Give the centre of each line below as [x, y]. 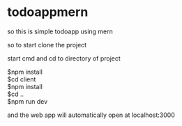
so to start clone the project [47, 45]
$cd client [22, 79]
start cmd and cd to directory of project [64, 58]
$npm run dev [28, 101]
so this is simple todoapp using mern [60, 31]
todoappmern [48, 12]
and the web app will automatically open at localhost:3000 [91, 115]
